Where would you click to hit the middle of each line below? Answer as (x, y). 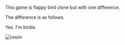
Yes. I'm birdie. (21, 27)
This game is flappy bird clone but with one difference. (63, 7)
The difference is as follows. (35, 17)
